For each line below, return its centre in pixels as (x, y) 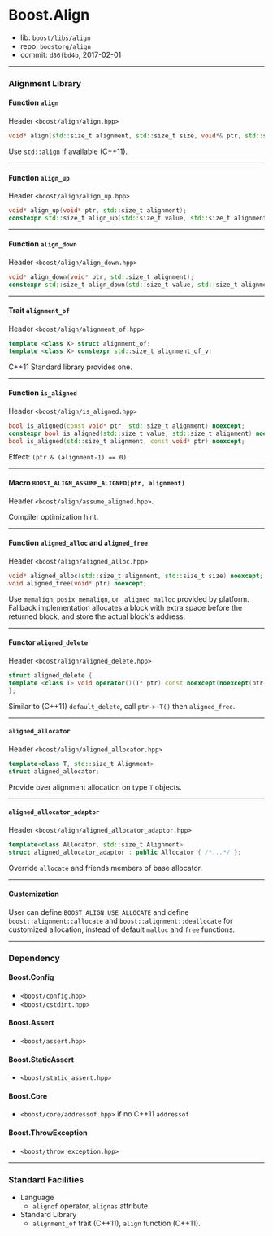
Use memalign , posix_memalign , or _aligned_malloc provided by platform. (129, 598)
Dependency (35, 958)
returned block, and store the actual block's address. (97, 616)
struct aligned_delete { (50, 675)
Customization (34, 894)
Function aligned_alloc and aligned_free (78, 543)
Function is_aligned (43, 393)
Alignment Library (45, 83)
